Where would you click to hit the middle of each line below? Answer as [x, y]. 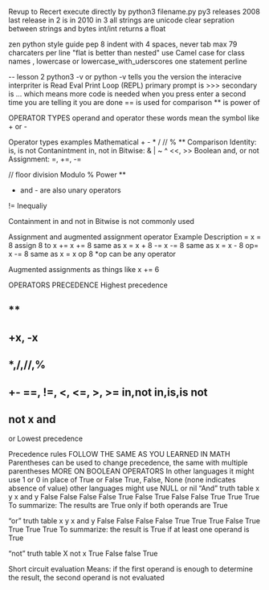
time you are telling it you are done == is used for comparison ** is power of [134, 102]
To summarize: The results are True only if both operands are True [118, 506]
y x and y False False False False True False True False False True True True [134, 497]
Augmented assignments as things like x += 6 [84, 269]
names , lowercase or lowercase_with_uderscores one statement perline [128, 61]
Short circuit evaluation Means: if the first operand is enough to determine [130, 569]
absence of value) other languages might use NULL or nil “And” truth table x [134, 488]
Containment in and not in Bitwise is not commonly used [102, 221]
